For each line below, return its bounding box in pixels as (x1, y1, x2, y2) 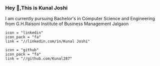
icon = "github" (5, 48, 39, 53)
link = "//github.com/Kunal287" (5, 56, 72, 61)
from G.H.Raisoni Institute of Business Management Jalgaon (5, 21, 129, 27)
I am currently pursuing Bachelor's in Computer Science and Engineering (5, 16, 156, 22)
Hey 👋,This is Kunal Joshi (5, 4, 68, 11)
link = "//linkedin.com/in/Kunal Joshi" (5, 39, 91, 44)
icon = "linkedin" (5, 31, 43, 35)
